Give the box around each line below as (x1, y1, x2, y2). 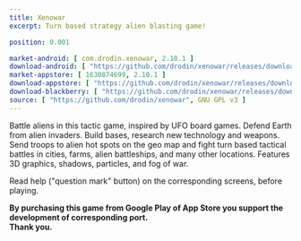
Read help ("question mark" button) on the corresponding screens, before (9, 176, 283, 186)
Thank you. (9, 221, 53, 232)
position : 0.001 (9, 38, 70, 47)
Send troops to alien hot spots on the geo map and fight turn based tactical (9, 139, 287, 150)
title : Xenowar (9, 13, 66, 22)
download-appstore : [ (9, 79, 90, 88)
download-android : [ (9, 62, 87, 72)
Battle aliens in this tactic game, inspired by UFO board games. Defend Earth (9, 120, 293, 131)
